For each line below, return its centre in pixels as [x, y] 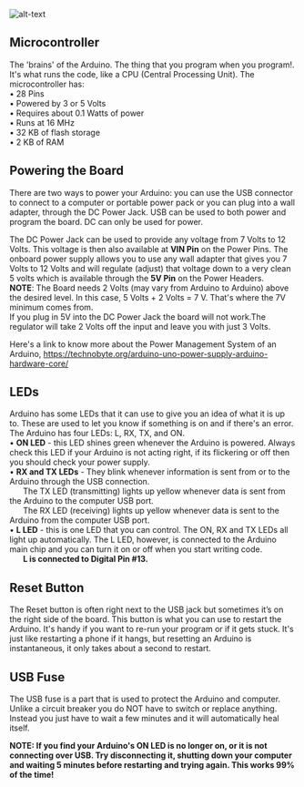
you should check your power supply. [80, 462]
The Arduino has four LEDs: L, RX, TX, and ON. [97, 434]
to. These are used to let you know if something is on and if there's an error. [152, 424]
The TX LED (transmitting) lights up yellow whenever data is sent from [154, 491]
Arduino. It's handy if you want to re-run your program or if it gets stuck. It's [152, 629]
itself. [20, 728]
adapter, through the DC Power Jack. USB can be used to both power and [148, 212]
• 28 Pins [27, 93]
